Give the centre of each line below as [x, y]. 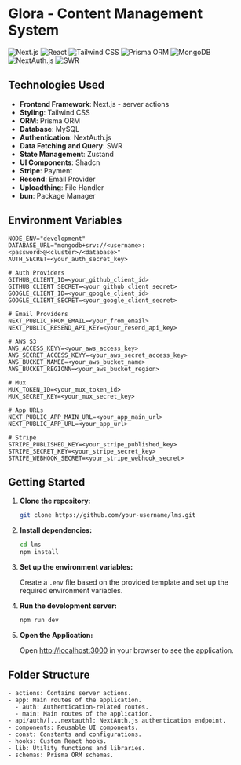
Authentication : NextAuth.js [66, 137]
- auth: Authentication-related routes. [82, 707]
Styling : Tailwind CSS [55, 112]
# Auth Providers [37, 273]
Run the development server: [68, 606]
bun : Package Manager [57, 195]
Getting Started [47, 482]
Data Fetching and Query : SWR [71, 145]
